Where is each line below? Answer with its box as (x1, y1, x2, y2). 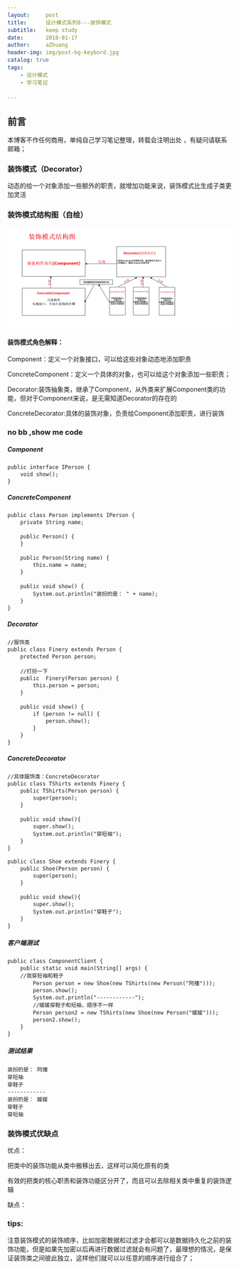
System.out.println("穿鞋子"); (33, 908, 122, 915)
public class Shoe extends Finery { (7, 858, 116, 866)
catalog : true (7, 57, 50, 64)
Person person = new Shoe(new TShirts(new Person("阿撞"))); (33, 980, 216, 987)
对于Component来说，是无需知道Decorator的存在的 (26, 394, 178, 403)
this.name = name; (33, 562, 87, 569)
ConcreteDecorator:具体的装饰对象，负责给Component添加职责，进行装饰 (7, 409, 225, 418)
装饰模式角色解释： (7, 338, 64, 346)
